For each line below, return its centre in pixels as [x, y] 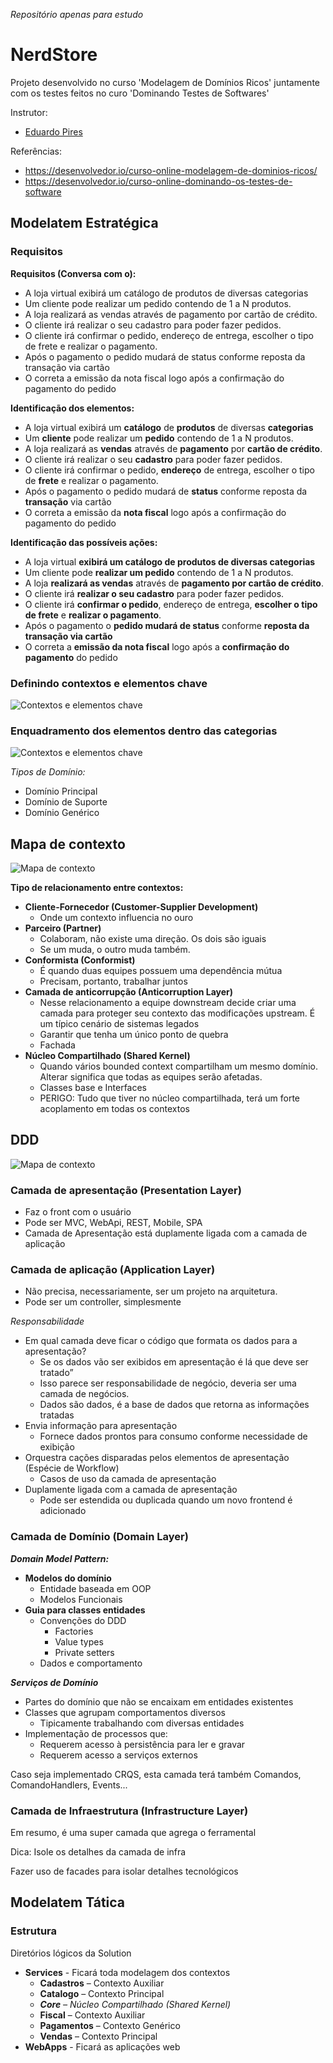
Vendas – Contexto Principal [98, 2036]
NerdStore [54, 55]
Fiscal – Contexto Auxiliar [92, 2015]
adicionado [63, 1511]
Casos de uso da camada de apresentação [128, 1479]
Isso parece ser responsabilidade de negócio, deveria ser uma [168, 1383]
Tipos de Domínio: [48, 772]
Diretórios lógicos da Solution [71, 1953]
